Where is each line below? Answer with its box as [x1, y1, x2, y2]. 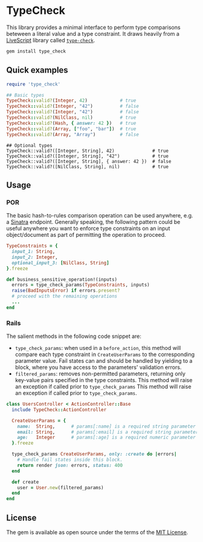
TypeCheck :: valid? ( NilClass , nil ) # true [6, 114, 137, 121]
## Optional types [6, 142, 53, 148]
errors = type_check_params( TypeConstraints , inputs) [11, 282, 150, 288]
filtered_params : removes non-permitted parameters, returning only [14, 370, 186, 377]
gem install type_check [6, 48, 66, 55]
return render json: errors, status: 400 [17, 462, 123, 468]
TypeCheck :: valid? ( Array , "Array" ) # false [6, 131, 139, 137]
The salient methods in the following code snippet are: [6, 332, 142, 340]
